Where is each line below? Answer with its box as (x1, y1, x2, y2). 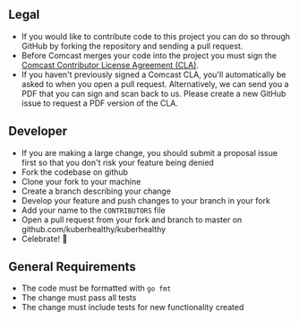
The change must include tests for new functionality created (21, 302, 244, 313)
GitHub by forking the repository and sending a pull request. (21, 40, 243, 51)
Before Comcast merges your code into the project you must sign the (21, 49, 278, 61)
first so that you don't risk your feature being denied (21, 157, 214, 168)
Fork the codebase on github (21, 166, 129, 178)
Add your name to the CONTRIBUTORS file (21, 204, 167, 215)
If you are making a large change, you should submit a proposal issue (21, 147, 278, 158)
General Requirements (8, 259, 136, 274)
